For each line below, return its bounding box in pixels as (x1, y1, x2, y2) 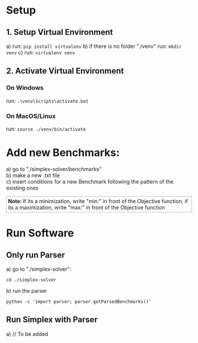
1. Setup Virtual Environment (6, 27, 113, 37)
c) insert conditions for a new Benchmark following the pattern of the (6, 178, 174, 185)
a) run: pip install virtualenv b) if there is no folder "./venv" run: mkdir (6, 43, 182, 50)
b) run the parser (6, 287, 47, 294)
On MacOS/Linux (6, 112, 56, 120)
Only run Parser (6, 250, 65, 260)
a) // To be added (6, 330, 48, 337)
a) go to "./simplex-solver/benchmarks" (6, 165, 102, 172)
